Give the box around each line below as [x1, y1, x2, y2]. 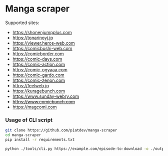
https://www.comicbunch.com [12, 98, 75, 104]
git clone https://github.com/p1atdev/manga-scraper [5, 128, 117, 133]
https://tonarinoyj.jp [12, 35, 53, 41]
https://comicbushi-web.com [12, 45, 72, 51]
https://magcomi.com [12, 104, 57, 110]
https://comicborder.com [12, 51, 64, 57]
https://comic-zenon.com [12, 77, 65, 83]
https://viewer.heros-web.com [12, 40, 75, 46]
